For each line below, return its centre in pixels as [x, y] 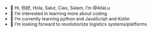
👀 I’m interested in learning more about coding [58, 13]
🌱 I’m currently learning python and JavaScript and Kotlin [70, 19]
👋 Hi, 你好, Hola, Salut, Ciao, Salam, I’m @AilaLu [60, 8]
